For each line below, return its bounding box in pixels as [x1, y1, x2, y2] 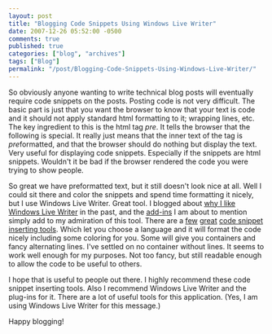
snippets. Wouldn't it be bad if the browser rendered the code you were [8, 156, 248, 166]
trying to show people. [8, 165, 84, 175]
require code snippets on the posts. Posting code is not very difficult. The [8, 95, 255, 106]
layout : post [8, 11, 53, 20]
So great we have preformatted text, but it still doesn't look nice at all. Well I [8, 181, 262, 191]
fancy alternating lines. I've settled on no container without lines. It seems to [8, 241, 265, 251]
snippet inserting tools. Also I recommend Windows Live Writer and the [8, 283, 247, 293]
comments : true [8, 34, 60, 43]
